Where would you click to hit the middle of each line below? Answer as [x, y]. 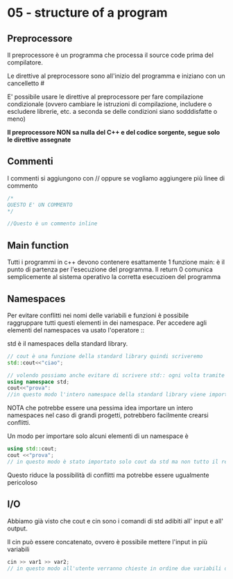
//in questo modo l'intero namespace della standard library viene [107, 395]
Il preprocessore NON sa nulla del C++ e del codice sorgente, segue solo [114, 132]
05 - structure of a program [87, 13]
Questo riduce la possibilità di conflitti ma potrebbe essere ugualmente [108, 475]
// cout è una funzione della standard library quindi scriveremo [105, 356]
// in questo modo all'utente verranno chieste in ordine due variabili [114, 568]
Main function [38, 245]
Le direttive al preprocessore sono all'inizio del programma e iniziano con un [116, 76]
